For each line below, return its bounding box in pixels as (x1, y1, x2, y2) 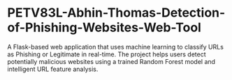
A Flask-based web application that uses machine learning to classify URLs (7, 42, 224, 51)
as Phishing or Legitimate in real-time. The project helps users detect (7, 50, 206, 58)
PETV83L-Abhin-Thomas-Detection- (7, 5, 226, 21)
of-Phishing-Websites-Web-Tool (7, 19, 201, 35)
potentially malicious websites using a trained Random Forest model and (7, 57, 215, 65)
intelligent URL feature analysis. (7, 65, 99, 73)
